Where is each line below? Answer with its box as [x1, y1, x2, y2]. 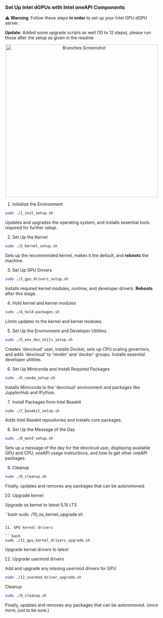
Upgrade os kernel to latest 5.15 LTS [5, 502, 77, 508]
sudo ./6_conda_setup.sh [5, 375, 55, 380]
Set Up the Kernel [12, 234, 48, 240]
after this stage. [5, 290, 36, 297]
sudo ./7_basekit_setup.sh [5, 408, 60, 413]
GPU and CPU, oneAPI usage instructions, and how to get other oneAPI [5, 450, 147, 456]
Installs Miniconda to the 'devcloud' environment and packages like [5, 384, 140, 390]
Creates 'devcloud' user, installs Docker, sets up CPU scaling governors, [5, 346, 150, 352]
